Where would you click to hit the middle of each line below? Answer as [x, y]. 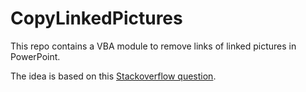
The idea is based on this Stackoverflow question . [113, 76]
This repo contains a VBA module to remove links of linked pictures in [153, 46]
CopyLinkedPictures [96, 18]
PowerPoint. [35, 56]
